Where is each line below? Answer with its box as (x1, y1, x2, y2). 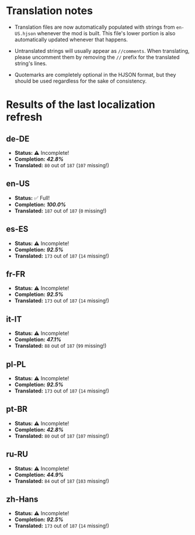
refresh (6, 110, 43, 124)
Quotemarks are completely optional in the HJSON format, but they (14, 71, 176, 78)
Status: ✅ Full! (14, 194, 50, 201)
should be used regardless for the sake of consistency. (14, 77, 147, 84)
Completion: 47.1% (14, 336, 61, 343)
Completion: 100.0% (14, 201, 66, 208)
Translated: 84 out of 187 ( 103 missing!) (14, 477, 109, 485)
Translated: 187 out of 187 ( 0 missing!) (14, 207, 107, 214)
